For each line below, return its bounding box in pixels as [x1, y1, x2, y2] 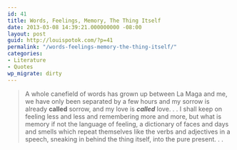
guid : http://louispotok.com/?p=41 [7, 37, 114, 44]
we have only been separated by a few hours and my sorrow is [24, 97, 210, 105]
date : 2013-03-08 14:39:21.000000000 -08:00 [7, 23, 142, 31]
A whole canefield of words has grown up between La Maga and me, [24, 90, 228, 98]
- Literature [7, 57, 46, 64]
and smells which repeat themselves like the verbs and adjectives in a [24, 127, 231, 136]
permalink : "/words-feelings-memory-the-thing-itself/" [7, 43, 177, 50]
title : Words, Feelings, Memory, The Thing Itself [7, 17, 161, 24]
